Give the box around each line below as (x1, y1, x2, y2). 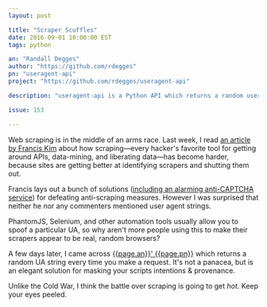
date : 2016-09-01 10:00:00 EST (8, 33, 112, 41)
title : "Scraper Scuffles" (8, 25, 98, 34)
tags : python (8, 41, 52, 49)
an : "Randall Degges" (8, 55, 80, 64)
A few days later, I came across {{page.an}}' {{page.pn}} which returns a (8, 248, 247, 258)
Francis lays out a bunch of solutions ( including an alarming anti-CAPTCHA (8, 184, 254, 193)
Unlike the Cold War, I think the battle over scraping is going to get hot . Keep (8, 281, 259, 290)
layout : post (8, 11, 52, 20)
